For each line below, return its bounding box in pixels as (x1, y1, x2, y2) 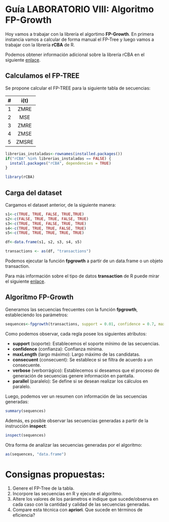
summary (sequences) (5, 408, 46, 413)
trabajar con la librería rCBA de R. (5, 41, 75, 48)
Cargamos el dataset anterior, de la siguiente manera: (5, 202, 116, 208)
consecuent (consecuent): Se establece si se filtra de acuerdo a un (12, 356, 153, 362)
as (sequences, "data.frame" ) (5, 451, 66, 457)
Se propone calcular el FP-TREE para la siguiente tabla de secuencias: (5, 85, 151, 91)
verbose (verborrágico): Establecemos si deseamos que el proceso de (12, 367, 159, 373)
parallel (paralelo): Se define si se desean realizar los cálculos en (12, 378, 148, 384)
